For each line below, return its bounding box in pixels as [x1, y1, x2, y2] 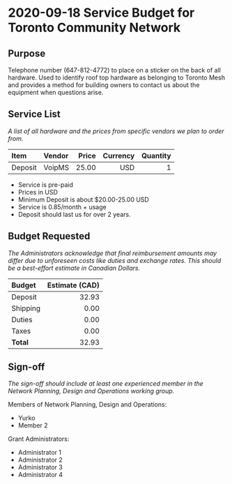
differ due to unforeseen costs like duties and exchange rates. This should [8, 256, 222, 264]
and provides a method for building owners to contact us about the [8, 81, 200, 89]
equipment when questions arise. [8, 89, 104, 96]
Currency [102, 151, 135, 160]
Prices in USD [17, 188, 59, 196]
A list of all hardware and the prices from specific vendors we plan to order [8, 127, 225, 135]
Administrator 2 [17, 455, 63, 464]
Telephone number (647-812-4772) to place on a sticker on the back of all [8, 66, 222, 74]
